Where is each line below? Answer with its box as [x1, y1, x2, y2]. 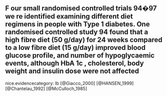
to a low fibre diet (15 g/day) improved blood [5, 43, 146, 52]
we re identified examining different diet [5, 12, 133, 21]
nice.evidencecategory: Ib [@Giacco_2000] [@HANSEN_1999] [5, 80, 134, 86]
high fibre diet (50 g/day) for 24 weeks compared [5, 35, 163, 44]
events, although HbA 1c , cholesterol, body [5, 59, 144, 67]
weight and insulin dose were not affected [5, 67, 139, 75]
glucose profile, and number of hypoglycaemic [5, 51, 155, 60]
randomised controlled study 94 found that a [5, 28, 148, 36]
